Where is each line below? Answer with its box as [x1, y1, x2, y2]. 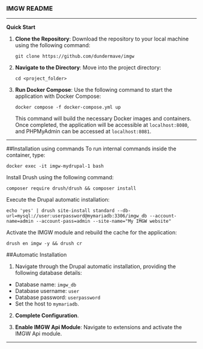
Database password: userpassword [14, 294, 101, 301]
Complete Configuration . [14, 312, 79, 319]
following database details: [14, 269, 82, 277]
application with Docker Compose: [14, 92, 101, 100]
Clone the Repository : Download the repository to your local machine [14, 35, 189, 43]
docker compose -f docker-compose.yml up [14, 104, 121, 110]
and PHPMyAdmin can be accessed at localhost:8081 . [14, 128, 152, 135]
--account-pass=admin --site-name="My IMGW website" [36, 219, 172, 225]
